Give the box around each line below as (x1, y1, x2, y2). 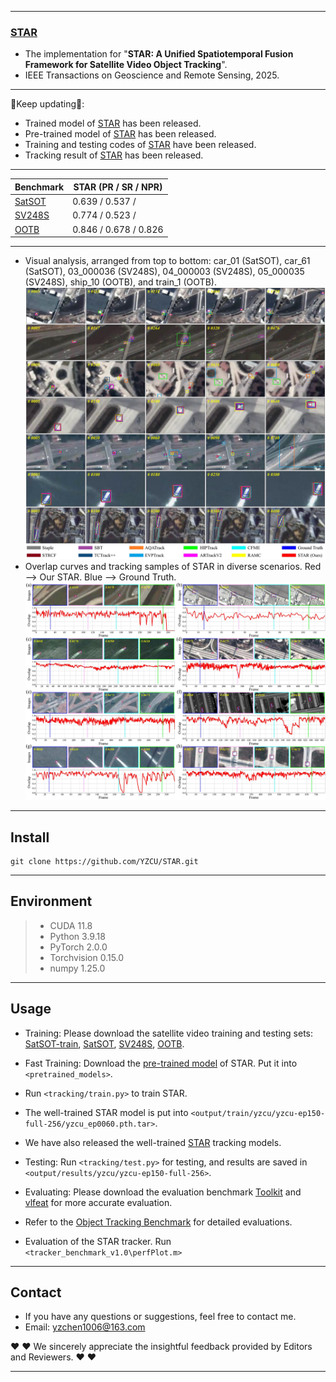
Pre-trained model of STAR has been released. (24, 128, 217, 140)
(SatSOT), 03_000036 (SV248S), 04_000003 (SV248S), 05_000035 (24, 266, 305, 278)
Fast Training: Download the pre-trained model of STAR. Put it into (24, 1057, 298, 1069)
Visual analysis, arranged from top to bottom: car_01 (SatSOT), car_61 (24, 255, 311, 267)
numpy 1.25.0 (49, 962, 106, 974)
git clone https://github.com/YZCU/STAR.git (10, 856, 199, 866)
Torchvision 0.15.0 (49, 951, 125, 963)
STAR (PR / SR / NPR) (73, 181, 163, 193)
